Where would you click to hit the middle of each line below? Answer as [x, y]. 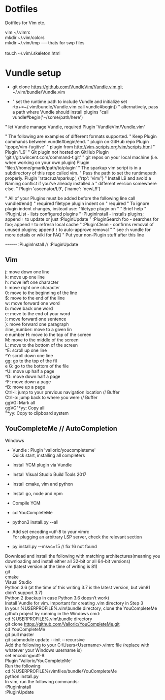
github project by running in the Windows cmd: [53, 613]
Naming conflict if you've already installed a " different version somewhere [81, 183]
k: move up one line [25, 277]
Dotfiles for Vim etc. [25, 23]
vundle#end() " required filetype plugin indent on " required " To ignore [77, 203]
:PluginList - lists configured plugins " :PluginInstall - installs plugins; [75, 214]
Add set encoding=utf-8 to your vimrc [51, 532]
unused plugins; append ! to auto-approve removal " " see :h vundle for [78, 230]
